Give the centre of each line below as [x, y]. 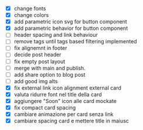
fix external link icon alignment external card [67, 88]
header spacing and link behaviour [56, 35]
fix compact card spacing [45, 107]
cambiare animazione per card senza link [64, 114]
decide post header [38, 54]
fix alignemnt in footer [40, 48]
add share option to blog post [50, 74]
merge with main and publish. [50, 68]
